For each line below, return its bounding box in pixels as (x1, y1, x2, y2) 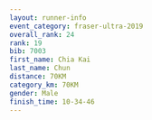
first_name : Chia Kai (9, 55, 91, 64)
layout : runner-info (9, 13, 88, 23)
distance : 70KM (9, 72, 67, 81)
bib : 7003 (9, 47, 47, 56)
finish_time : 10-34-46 (9, 97, 95, 106)
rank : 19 (9, 38, 43, 48)
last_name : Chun (9, 64, 71, 73)
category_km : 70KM (9, 80, 79, 89)
